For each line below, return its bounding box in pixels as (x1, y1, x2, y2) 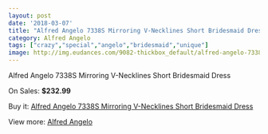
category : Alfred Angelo (8, 33, 91, 42)
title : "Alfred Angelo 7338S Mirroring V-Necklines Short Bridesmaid (8, 26, 245, 34)
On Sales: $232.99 (8, 86, 72, 96)
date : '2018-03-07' (8, 19, 73, 27)
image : (8, 49, 30, 57)
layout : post (8, 11, 52, 20)
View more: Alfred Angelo (8, 117, 93, 126)
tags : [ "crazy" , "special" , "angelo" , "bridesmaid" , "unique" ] (8, 41, 209, 49)
